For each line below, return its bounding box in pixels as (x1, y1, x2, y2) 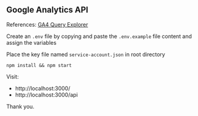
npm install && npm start (6, 62, 72, 68)
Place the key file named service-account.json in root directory (6, 51, 165, 58)
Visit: (6, 72, 19, 80)
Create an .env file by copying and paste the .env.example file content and (6, 33, 193, 40)
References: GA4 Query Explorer (6, 21, 89, 28)
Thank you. (6, 103, 35, 110)
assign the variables (6, 39, 56, 46)
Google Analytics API (6, 5, 89, 15)
